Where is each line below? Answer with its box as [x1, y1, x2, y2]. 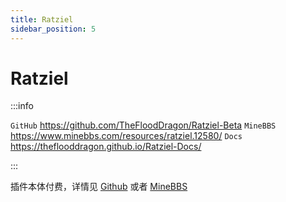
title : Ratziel [10, 14, 74, 25]
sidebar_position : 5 [10, 24, 97, 34]
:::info [10, 100, 34, 112]
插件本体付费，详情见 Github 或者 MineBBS [10, 181, 188, 193]
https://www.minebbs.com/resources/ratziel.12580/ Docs [10, 130, 243, 142]
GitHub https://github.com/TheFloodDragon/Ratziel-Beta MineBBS [10, 119, 277, 131]
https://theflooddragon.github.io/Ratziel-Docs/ [10, 141, 202, 153]
